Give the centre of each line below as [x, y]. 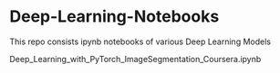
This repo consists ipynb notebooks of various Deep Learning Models [140, 41]
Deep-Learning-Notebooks [114, 17]
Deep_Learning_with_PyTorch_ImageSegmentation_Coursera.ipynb [135, 59]
